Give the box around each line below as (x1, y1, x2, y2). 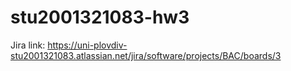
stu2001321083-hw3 (10, 6, 190, 29)
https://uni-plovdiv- (47, 39, 128, 51)
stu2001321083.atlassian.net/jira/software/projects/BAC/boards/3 (10, 49, 282, 61)
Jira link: (10, 39, 46, 51)
